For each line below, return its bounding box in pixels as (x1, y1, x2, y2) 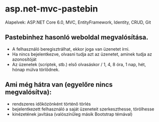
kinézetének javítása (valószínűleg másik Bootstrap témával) (12, 111, 133, 117)
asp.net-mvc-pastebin (5, 3, 98, 14)
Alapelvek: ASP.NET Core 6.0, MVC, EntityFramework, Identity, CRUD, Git (5, 19, 151, 25)
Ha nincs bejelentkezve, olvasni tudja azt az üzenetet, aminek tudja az (12, 51, 152, 57)
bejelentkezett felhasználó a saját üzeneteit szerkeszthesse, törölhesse (12, 106, 154, 112)
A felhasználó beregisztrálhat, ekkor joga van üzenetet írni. (12, 46, 130, 52)
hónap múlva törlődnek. (12, 67, 60, 72)
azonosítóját (12, 56, 37, 62)
